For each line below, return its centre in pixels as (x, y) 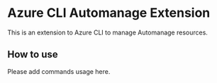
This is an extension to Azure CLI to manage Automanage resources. (107, 32)
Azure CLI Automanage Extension (109, 13)
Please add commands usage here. (59, 71)
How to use (33, 55)
